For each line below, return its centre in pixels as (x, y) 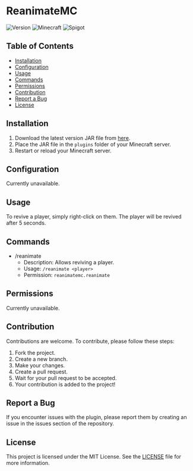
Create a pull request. (41, 372)
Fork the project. (35, 353)
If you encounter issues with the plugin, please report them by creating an (96, 417)
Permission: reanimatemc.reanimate (67, 275)
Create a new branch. (41, 359)
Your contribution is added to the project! (65, 384)
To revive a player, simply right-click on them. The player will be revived (94, 217)
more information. (28, 463)
